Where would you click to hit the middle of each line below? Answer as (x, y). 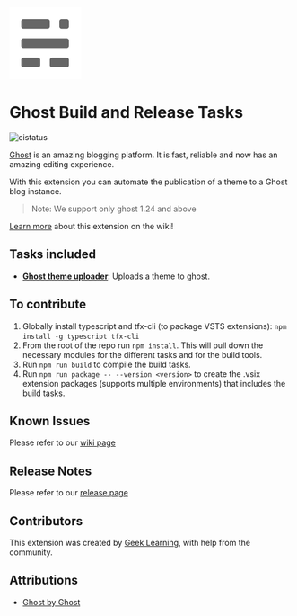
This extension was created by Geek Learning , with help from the (130, 543)
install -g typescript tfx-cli (81, 336)
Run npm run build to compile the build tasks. (106, 364)
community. (31, 552)
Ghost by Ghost (51, 602)
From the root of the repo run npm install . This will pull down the (143, 345)
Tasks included (53, 254)
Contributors (46, 521)
